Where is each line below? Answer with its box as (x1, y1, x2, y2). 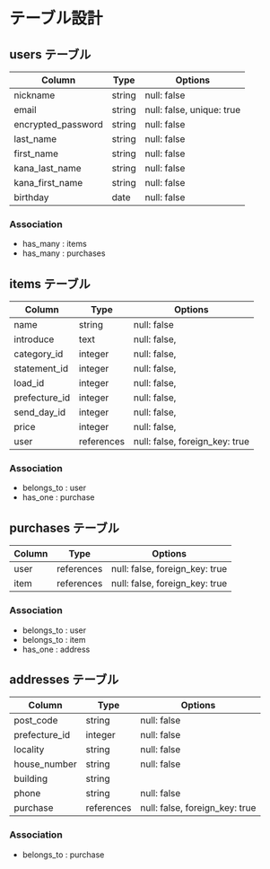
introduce (13, 333, 55, 346)
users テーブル (9, 47, 91, 62)
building (13, 773, 48, 786)
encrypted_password (13, 118, 103, 130)
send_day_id (13, 406, 66, 418)
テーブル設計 (9, 8, 103, 29)
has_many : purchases (22, 248, 106, 259)
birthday (13, 191, 49, 203)
